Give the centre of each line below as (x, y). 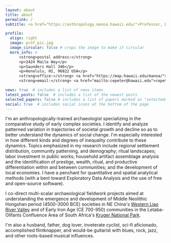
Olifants (13, 215)
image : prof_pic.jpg (32, 43)
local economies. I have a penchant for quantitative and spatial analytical (81, 173)
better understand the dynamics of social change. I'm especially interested (84, 135)
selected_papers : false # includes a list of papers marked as (74, 99)
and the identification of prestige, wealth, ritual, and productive (71, 162)
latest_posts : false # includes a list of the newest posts (72, 95)
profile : (15, 34)
